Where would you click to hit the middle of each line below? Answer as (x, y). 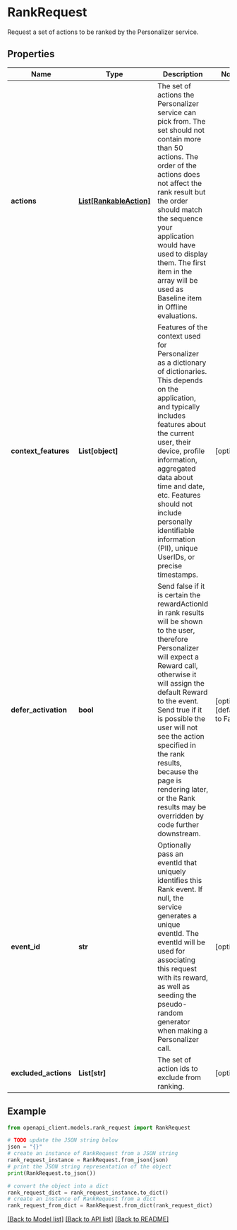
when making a (183, 1031)
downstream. (179, 833)
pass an (171, 854)
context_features (40, 451)
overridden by (181, 816)
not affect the (180, 183)
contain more (180, 139)
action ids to (178, 1068)
